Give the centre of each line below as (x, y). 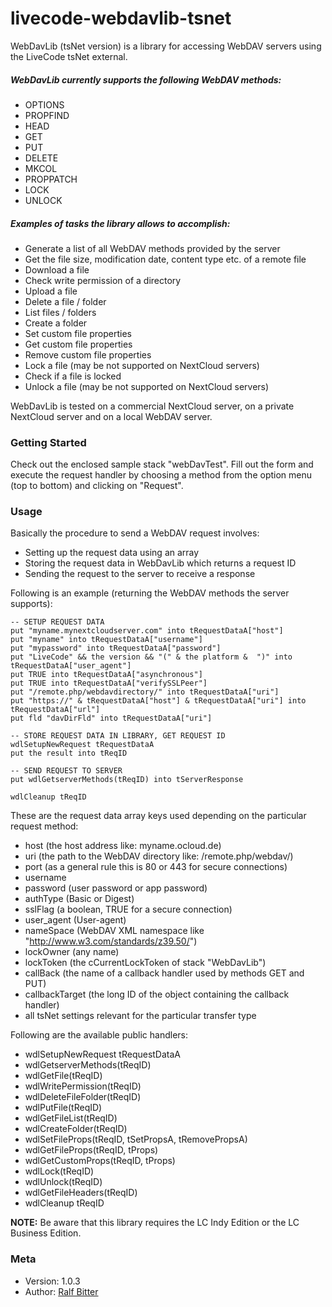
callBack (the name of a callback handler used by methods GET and (164, 973)
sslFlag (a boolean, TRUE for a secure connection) (128, 909)
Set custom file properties (78, 333)
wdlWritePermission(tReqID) (83, 1086)
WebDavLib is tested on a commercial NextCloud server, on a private (152, 406)
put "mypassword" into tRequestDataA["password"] (116, 648)
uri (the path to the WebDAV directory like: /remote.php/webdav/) (159, 856)
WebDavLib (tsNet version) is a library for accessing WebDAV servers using (166, 46)
